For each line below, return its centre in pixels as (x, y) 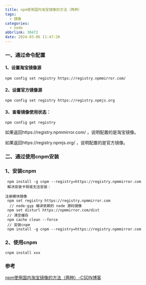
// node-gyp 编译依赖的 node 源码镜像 (46, 206)
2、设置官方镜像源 (24, 90)
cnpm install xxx (23, 253)
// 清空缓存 (18, 215)
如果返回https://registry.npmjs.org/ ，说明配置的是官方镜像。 (67, 143)
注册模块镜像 (16, 196)
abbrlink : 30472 (22, 32)
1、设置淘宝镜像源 (23, 68)
